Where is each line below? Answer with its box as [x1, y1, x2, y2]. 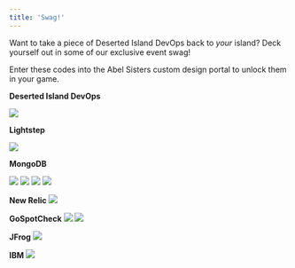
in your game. [9, 73, 59, 84]
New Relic [9, 194, 47, 205]
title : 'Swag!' [9, 12, 66, 22]
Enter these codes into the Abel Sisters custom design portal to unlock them [9, 64, 287, 75]
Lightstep [9, 124, 46, 135]
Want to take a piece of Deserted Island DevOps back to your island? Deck [9, 37, 282, 48]
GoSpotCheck [9, 213, 62, 224]
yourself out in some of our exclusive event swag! [9, 46, 191, 58]
